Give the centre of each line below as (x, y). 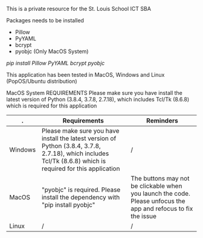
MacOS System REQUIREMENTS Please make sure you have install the (94, 93)
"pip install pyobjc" (68, 205)
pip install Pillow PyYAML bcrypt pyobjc (56, 63)
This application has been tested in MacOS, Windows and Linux (85, 75)
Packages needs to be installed (45, 20)
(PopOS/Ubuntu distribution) (42, 81)
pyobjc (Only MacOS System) (52, 51)
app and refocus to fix (162, 209)
